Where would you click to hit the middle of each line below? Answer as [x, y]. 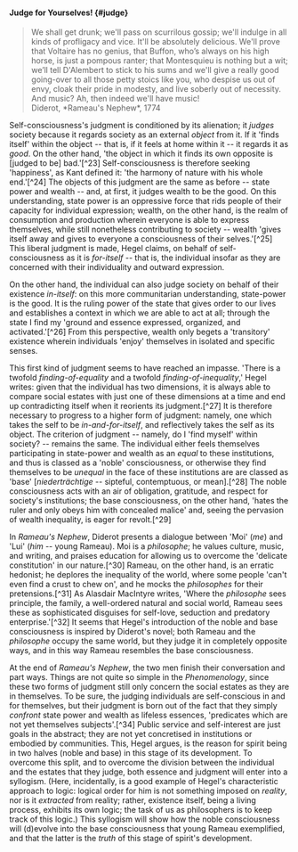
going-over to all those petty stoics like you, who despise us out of [153, 79]
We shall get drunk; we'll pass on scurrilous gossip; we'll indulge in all [159, 32]
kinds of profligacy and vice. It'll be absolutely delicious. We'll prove [155, 42]
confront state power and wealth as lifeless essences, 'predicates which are [149, 715]
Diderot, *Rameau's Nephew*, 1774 [96, 108]
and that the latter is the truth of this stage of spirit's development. [131, 839]
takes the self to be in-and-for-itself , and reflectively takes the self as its [142, 425]
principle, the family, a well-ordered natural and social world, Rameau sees [146, 603]
